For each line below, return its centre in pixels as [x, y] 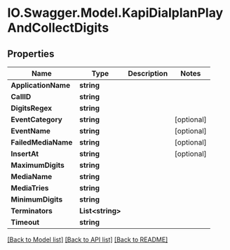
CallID [21, 97]
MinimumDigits [37, 199]
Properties [31, 54]
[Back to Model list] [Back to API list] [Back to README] [88, 239]
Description [148, 73]
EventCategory [37, 119]
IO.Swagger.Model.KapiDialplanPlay [115, 13]
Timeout [25, 222]
